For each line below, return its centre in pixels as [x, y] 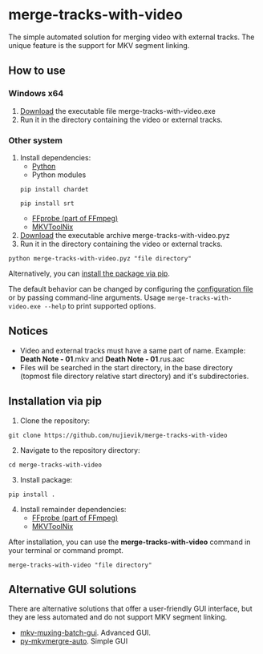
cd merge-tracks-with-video [55, 465]
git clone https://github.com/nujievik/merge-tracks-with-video [118, 435]
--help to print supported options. [100, 305]
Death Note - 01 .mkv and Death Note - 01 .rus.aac [102, 359]
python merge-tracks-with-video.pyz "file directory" [100, 258]
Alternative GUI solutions [73, 589]
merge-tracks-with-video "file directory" [80, 565]
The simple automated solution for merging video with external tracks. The [131, 37]
